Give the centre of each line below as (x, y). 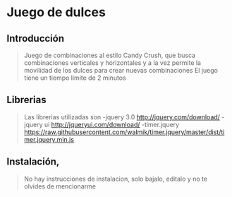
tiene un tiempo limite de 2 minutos (75, 78)
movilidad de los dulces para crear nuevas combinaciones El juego (121, 70)
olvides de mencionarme (60, 186)
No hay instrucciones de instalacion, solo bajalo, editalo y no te (116, 179)
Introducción (36, 38)
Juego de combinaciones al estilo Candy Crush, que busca (109, 55)
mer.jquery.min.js (49, 139)
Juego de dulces (56, 12)
